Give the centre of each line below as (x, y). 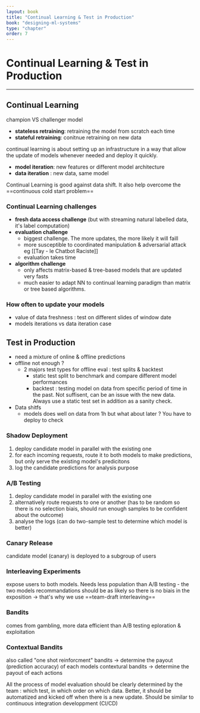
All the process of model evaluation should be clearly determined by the (94, 684)
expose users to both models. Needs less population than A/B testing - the (98, 584)
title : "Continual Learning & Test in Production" (70, 17)
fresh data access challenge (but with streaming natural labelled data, (101, 219)
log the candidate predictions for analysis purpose (76, 468)
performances (50, 382)
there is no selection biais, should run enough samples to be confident (101, 508)
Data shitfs (28, 407)
